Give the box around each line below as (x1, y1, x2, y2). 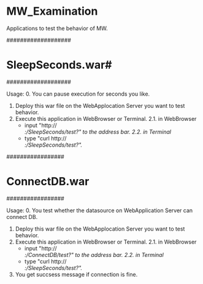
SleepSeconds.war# (6, 58, 112, 72)
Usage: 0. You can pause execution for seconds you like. (6, 90, 150, 98)
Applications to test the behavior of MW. (6, 25, 108, 32)
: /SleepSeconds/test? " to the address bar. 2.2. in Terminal (24, 128, 172, 136)
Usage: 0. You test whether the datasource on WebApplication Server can (6, 207, 193, 214)
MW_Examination (6, 4, 98, 18)
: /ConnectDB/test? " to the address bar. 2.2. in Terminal (24, 251, 164, 258)
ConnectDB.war (6, 175, 90, 188)
